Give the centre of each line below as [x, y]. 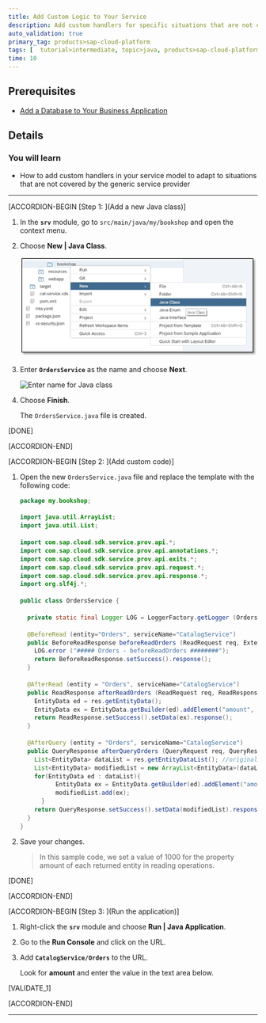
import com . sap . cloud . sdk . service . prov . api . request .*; [112, 567]
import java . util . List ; [59, 526]
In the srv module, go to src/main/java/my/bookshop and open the [126, 222]
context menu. [43, 230]
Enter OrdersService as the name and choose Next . [103, 369]
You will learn [35, 158]
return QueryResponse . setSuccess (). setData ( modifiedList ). [134, 810]
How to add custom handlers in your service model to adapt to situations [138, 175]
